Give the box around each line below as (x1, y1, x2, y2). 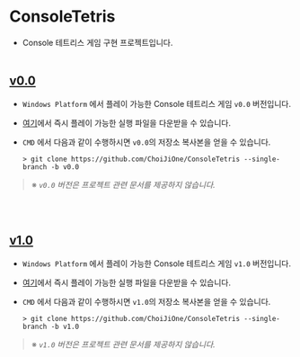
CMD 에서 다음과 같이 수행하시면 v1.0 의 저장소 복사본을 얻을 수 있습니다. (22, 296, 271, 307)
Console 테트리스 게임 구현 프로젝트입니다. (22, 37, 173, 48)
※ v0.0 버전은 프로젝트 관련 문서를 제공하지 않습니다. (31, 179, 216, 190)
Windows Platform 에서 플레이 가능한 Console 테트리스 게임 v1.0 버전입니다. (22, 258, 292, 269)
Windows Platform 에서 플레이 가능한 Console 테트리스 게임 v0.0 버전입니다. (22, 98, 292, 109)
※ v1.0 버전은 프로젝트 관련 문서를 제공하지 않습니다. (31, 339, 216, 350)
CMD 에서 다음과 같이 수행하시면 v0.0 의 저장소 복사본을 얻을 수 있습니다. (22, 137, 271, 147)
